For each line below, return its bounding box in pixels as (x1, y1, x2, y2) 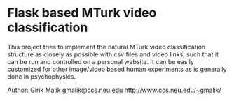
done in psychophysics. (7, 72, 76, 81)
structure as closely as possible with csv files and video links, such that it (7, 50, 219, 59)
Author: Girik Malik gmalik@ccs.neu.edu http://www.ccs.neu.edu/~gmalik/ (7, 86, 222, 94)
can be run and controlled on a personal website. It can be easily (7, 57, 194, 65)
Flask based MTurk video (7, 5, 157, 21)
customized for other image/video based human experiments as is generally (7, 65, 227, 73)
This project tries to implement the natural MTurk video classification (7, 42, 206, 51)
